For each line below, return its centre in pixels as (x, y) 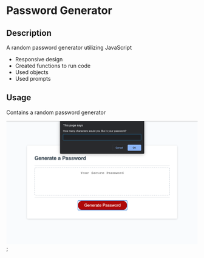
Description (29, 33)
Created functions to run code (53, 66)
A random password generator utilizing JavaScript (69, 47)
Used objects (32, 72)
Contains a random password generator (56, 112)
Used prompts (33, 79)
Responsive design (39, 59)
